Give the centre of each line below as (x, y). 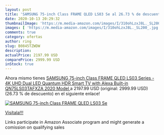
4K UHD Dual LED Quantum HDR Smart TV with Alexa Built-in (67, 83)
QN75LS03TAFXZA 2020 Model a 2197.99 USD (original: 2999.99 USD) (77, 89)
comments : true (20, 32)
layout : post (18, 10)
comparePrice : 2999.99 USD (32, 60)
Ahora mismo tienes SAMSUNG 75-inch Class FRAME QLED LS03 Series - (80, 78)
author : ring (18, 42)
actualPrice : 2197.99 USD (31, 55)
